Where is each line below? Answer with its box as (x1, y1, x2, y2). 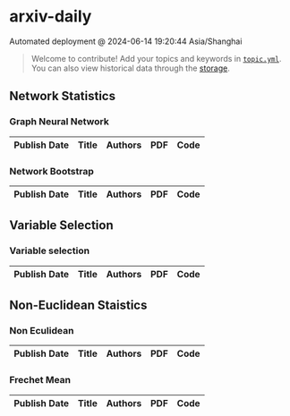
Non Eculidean (9, 324, 74, 336)
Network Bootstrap (9, 165, 94, 177)
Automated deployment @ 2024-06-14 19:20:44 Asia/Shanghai (9, 36, 243, 47)
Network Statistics (9, 89, 116, 104)
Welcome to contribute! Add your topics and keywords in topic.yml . (30, 53, 282, 64)
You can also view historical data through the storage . (30, 63, 230, 73)
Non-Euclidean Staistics (9, 298, 148, 312)
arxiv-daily (9, 6, 92, 27)
